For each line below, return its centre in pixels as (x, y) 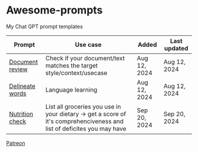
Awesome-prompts (55, 10)
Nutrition (21, 114)
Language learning (71, 90)
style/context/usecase (76, 73)
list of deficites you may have (86, 129)
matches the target (72, 65)
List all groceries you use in (83, 106)
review (18, 69)
